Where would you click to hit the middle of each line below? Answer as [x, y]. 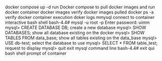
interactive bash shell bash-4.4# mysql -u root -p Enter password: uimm [77, 22]
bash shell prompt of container [36, 53]
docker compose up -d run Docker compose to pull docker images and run [80, 7]
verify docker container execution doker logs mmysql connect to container [80, 17]
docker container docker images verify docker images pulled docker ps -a [80, 12]
